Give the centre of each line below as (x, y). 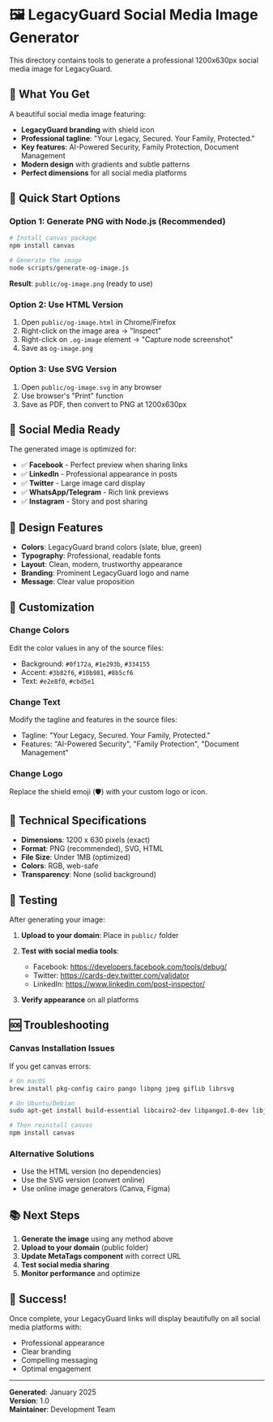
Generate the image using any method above (97, 1239)
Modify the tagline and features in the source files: (93, 720)
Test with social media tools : (70, 951)
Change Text (35, 702)
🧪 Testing (34, 900)
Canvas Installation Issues (62, 1048)
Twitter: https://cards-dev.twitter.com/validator (111, 975)
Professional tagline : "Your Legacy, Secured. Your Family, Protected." (138, 138)
